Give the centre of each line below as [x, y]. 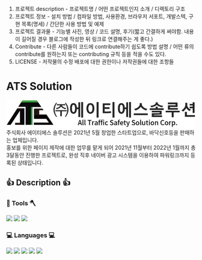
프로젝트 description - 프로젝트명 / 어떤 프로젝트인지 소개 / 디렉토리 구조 [100, 9]
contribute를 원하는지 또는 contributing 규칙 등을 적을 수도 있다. [90, 54]
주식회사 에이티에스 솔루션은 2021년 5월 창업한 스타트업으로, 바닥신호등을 [92, 132]
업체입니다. [26, 140]
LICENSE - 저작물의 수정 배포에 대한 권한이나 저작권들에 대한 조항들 [94, 62]
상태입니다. [30, 162]
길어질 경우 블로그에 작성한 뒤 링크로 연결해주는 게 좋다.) [87, 39]
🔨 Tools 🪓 [21, 203]
